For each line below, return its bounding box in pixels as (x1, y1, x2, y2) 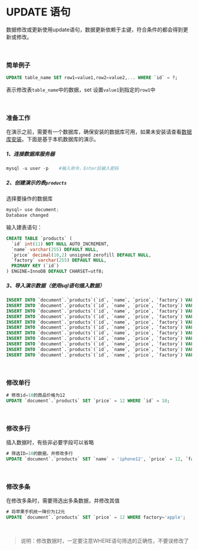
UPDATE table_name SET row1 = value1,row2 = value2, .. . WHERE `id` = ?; (6, 75, 178, 81)
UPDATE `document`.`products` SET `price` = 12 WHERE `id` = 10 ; (6, 398, 170, 404)
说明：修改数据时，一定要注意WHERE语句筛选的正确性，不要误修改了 (20, 537, 189, 544)
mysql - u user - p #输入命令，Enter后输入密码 (6, 166, 119, 172)
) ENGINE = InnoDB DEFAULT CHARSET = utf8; (6, 269, 104, 274)
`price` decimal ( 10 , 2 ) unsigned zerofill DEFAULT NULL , (11, 252, 151, 258)
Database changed (6, 212, 49, 218)
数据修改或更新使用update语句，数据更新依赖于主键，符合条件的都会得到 (6, 26, 183, 33)
